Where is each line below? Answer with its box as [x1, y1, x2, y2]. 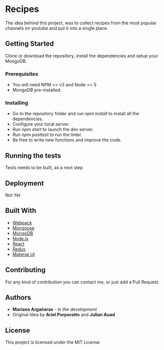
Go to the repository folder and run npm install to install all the [12, 111, 139, 117]
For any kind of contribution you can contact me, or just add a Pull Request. [5, 279, 160, 285]
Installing [5, 99, 28, 106]
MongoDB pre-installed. [12, 87, 62, 93]
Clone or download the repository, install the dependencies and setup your [5, 53, 159, 59]
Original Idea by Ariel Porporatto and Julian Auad [12, 312, 115, 318]
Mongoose [12, 225, 35, 231]
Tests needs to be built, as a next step [5, 165, 83, 171]
